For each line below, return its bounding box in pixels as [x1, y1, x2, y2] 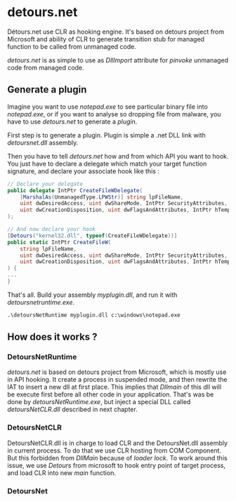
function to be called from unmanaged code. [7, 42, 137, 51]
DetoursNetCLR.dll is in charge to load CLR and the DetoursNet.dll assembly [7, 439, 228, 447]
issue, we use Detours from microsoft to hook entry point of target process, [7, 461, 226, 469]
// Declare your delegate [7, 180, 83, 187]
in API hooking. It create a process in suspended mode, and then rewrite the [7, 375, 228, 384]
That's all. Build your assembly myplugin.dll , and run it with [7, 290, 178, 299]
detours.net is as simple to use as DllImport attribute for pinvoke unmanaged [7, 55, 229, 64]
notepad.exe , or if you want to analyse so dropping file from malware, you [7, 109, 221, 118]
